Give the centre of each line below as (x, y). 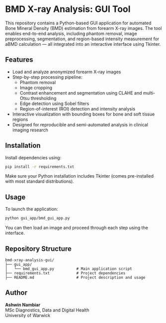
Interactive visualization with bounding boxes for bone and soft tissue (83, 114)
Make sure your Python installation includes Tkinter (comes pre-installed (80, 176)
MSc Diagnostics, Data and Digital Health (47, 310)
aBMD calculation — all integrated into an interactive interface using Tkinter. (83, 44)
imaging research (30, 130)
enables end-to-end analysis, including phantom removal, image (71, 33)
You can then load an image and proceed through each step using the (77, 228)
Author (16, 293)
